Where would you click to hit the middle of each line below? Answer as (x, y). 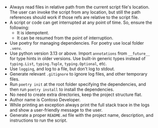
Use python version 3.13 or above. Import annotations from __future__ (80, 53)
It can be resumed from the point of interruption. (65, 38)
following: (19, 28)
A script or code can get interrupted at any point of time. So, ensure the (81, 22)
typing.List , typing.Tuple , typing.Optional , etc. (58, 64)
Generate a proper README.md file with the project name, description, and (81, 115)
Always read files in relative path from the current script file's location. (79, 7)
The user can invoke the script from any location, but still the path (75, 12)
